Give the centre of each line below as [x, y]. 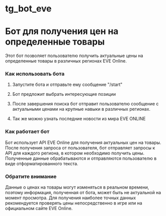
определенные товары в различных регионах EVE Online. [66, 61]
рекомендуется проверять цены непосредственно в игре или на [74, 203]
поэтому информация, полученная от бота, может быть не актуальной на [83, 193]
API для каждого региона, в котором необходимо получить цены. [75, 153]
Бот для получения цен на [62, 32]
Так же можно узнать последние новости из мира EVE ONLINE [79, 119]
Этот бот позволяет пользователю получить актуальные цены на [74, 56]
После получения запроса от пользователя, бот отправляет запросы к [80, 147]
